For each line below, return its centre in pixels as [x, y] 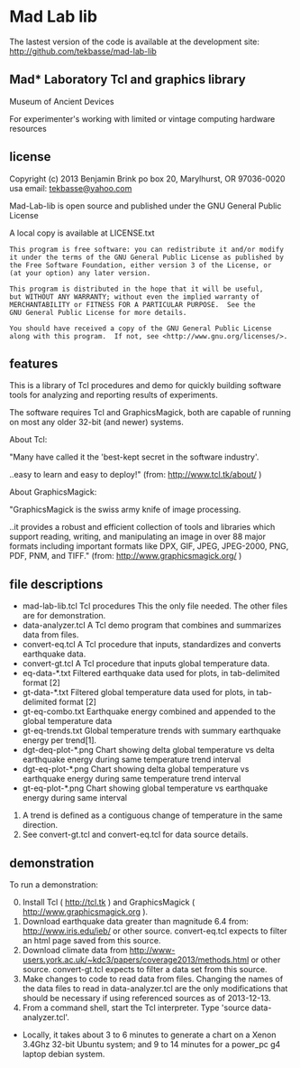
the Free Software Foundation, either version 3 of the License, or [141, 265]
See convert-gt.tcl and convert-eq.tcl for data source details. [135, 835]
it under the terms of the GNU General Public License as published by [146, 257]
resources [28, 128]
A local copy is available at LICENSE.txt [82, 233]
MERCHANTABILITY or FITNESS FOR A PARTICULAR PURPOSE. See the [132, 304]
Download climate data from [75, 950]
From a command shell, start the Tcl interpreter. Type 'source [136, 1008]
